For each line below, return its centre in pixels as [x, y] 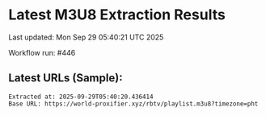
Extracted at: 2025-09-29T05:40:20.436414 [81, 97]
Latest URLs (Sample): [65, 78]
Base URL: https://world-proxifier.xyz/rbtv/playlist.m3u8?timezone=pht [133, 104]
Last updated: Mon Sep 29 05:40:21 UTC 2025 [86, 37]
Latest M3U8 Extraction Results [117, 15]
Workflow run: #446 [42, 52]
